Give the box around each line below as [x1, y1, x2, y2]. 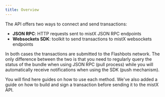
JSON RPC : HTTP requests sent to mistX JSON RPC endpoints [12, 30, 141, 36]
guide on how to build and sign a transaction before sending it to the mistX [5, 82, 159, 88]
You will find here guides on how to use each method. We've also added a [5, 76, 157, 82]
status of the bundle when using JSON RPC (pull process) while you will [5, 61, 153, 67]
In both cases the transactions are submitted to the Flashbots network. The [5, 51, 160, 57]
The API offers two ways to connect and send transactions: [5, 21, 127, 27]
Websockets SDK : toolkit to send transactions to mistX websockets [12, 36, 152, 42]
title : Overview [5, 7, 39, 12]
